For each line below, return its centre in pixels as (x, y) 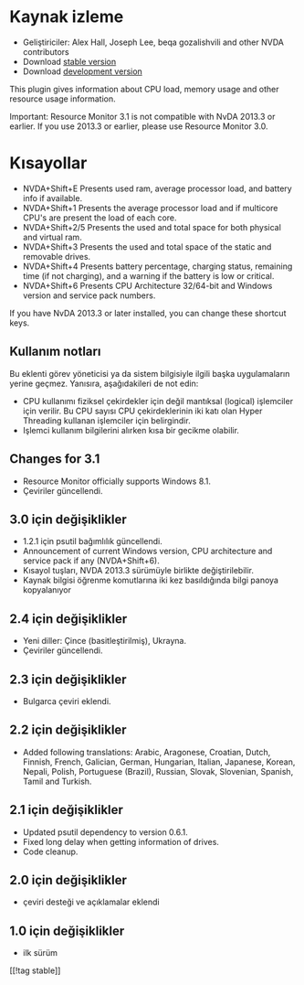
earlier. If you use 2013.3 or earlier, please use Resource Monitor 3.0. (139, 126)
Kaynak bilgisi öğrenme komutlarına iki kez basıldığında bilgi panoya (150, 580)
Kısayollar (48, 163)
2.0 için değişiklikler (68, 880)
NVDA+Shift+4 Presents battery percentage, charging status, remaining (157, 266)
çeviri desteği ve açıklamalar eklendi (91, 902)
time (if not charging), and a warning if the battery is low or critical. (148, 275)
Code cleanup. (50, 851)
